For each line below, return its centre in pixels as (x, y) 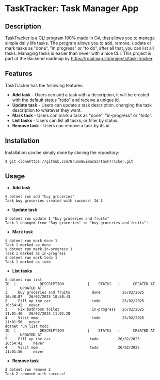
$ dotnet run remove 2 (28, 370)
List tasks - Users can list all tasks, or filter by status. (65, 120)
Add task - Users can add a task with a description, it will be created (80, 94)
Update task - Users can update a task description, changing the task (82, 105)
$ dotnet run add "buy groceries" (40, 197)
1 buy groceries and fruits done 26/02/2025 (75, 293)
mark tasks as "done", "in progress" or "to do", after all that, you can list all (80, 48)
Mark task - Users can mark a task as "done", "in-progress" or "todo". (82, 115)
